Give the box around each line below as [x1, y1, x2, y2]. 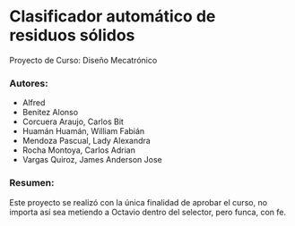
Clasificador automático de [9, 6, 216, 27]
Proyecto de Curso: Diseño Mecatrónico [9, 54, 158, 65]
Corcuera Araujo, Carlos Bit [22, 116, 124, 127]
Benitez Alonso [22, 107, 79, 118]
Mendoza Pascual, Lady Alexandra [22, 136, 151, 146]
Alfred [22, 97, 46, 108]
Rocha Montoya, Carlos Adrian [22, 145, 136, 155]
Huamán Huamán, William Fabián [22, 126, 145, 137]
